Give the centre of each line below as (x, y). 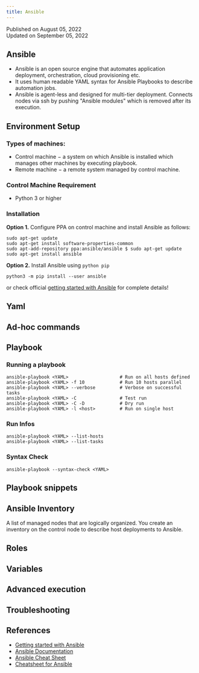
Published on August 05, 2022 (44, 29)
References (28, 630)
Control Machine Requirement (51, 185)
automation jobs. (36, 88)
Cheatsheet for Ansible (43, 664)
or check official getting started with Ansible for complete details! (87, 287)
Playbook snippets (42, 488)
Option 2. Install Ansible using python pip (58, 265)
